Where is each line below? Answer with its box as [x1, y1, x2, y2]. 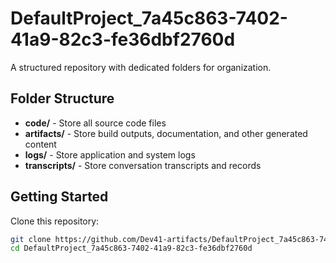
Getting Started [10, 188, 109, 206]
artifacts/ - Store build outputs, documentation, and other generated [24, 127, 308, 139]
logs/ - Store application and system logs [24, 148, 196, 161]
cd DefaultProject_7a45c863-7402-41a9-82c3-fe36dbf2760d [10, 243, 253, 254]
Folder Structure [10, 90, 115, 107]
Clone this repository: [10, 215, 100, 227]
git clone [10, 234, 52, 244]
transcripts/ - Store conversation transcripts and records [24, 159, 262, 171]
